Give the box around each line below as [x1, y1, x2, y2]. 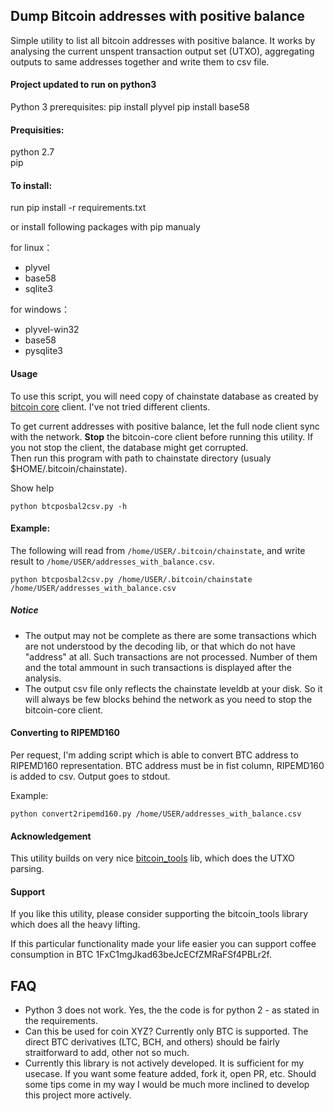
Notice [10, 604, 39, 616]
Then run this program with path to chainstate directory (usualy [10, 452, 272, 464]
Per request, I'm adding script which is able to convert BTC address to [10, 749, 299, 761]
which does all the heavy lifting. [10, 919, 141, 931]
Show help [10, 482, 55, 494]
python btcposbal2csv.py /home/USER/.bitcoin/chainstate [10, 574, 253, 584]
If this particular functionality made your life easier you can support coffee [10, 938, 317, 950]
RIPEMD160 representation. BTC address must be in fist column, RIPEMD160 [10, 760, 325, 771]
